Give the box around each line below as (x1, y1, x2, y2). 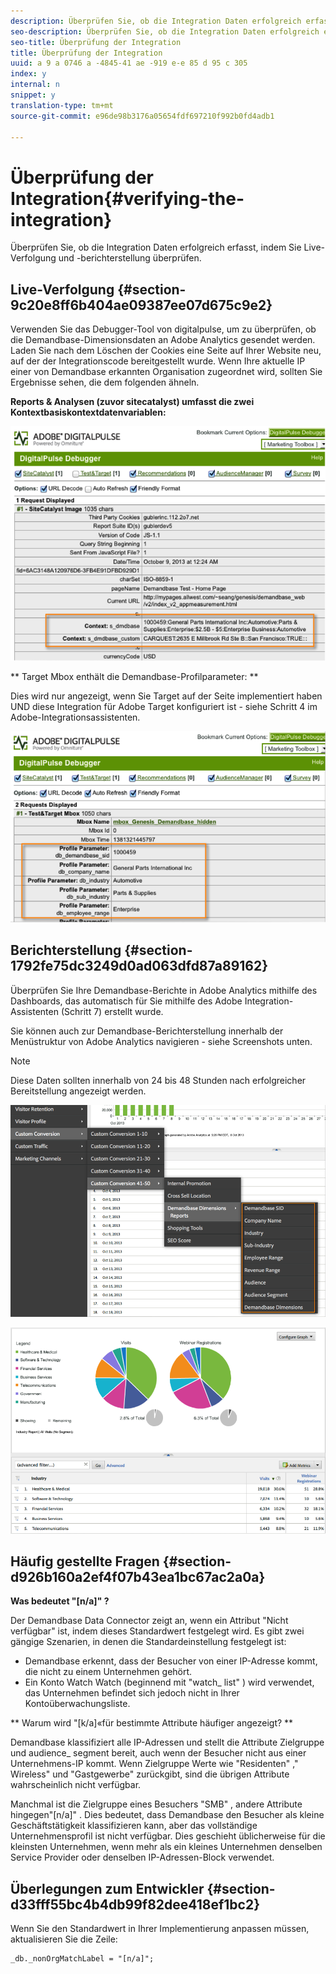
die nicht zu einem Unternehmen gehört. (24, 1666, 193, 1678)
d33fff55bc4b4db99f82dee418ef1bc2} (10, 1896, 261, 1913)
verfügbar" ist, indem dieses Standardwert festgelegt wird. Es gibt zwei (10, 1625, 305, 1637)
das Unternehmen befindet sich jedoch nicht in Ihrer (24, 1687, 240, 1699)
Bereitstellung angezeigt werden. (10, 1085, 147, 1097)
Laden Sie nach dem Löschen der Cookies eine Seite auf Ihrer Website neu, (10, 345, 322, 357)
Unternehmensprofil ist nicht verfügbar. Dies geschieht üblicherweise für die (10, 1830, 326, 1842)
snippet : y (10, 90, 56, 100)
